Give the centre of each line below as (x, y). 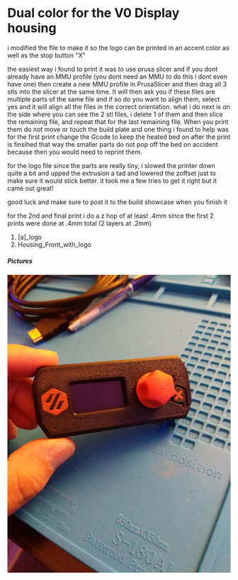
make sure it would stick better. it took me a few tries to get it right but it (112, 180)
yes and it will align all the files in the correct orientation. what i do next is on (119, 106)
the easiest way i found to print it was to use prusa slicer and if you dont (113, 69)
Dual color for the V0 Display (93, 13)
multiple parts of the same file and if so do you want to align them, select (114, 99)
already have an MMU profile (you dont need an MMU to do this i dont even (118, 77)
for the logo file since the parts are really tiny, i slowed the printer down (112, 165)
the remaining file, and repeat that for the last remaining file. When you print (118, 121)
